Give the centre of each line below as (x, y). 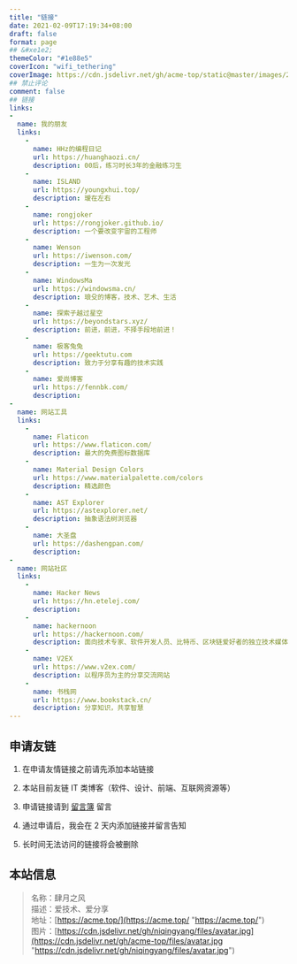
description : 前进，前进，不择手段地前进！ (104, 330)
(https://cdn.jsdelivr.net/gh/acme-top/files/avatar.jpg (127, 941)
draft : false (33, 34)
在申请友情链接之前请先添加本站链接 (88, 769)
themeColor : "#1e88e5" (51, 58)
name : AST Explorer (68, 502)
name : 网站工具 (42, 412)
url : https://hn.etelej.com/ (86, 601)
